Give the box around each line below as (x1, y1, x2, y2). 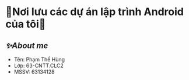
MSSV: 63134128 (13, 68, 55, 75)
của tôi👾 (5, 17, 46, 31)
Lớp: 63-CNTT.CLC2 (13, 62, 64, 69)
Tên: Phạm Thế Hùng (13, 56, 65, 63)
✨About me (5, 41, 48, 50)
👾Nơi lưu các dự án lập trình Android (5, 5, 184, 19)
